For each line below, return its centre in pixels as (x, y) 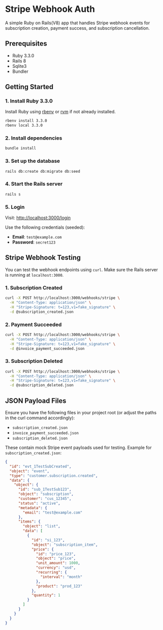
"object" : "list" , (42, 526)
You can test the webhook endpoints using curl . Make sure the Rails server (81, 269)
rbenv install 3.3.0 (26, 121)
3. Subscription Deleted (34, 361)
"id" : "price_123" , (56, 554)
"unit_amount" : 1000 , (58, 563)
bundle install (21, 148)
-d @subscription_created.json (42, 312)
